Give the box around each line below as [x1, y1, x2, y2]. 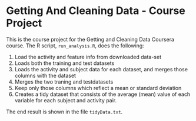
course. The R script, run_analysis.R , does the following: [6, 42, 144, 49]
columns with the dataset [14, 72, 77, 79]
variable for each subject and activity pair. [14, 96, 117, 103]
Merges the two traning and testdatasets [14, 78, 114, 85]
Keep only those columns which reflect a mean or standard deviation [14, 84, 182, 91]
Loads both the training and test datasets [14, 60, 115, 67]
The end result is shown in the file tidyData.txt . [6, 108, 123, 115]
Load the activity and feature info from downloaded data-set [14, 53, 162, 60]
